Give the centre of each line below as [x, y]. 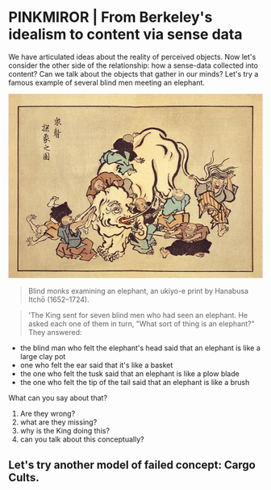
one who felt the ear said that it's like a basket [96, 365]
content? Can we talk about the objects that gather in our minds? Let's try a [133, 73]
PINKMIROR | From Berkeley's [110, 17]
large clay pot [43, 357]
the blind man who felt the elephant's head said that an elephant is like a [140, 348]
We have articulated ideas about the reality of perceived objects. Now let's [132, 57]
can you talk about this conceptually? [82, 439]
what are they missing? [58, 422]
